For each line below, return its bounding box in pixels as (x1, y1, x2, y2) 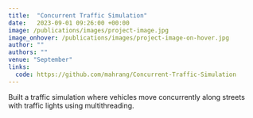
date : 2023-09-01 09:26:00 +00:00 (8, 19, 130, 27)
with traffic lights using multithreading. (8, 101, 134, 110)
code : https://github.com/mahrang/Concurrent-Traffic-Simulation (15, 70, 237, 78)
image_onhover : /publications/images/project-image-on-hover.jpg (8, 33, 229, 42)
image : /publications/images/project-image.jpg (8, 26, 169, 34)
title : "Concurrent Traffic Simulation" (8, 11, 148, 20)
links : (8, 63, 30, 71)
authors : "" (8, 48, 48, 56)
